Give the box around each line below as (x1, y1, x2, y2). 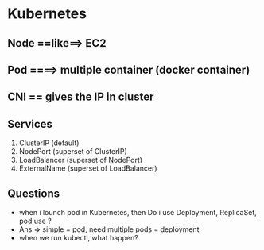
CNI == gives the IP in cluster (7, 90, 154, 104)
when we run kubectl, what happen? (18, 233, 138, 242)
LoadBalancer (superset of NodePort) (18, 156, 143, 165)
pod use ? (18, 216, 52, 225)
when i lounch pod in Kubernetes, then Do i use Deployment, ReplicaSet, (18, 207, 257, 217)
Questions (7, 187, 60, 200)
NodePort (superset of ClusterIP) (18, 147, 128, 156)
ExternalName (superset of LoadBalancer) (18, 163, 157, 173)
